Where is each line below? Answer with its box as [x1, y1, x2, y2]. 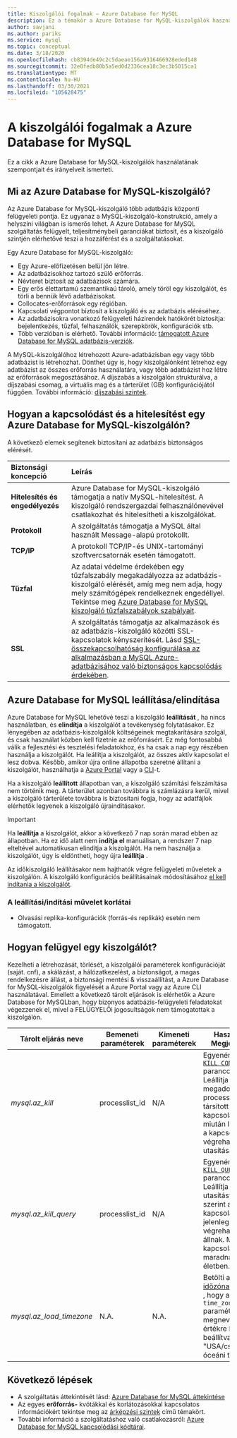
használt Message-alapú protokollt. [71, 530, 190, 540]
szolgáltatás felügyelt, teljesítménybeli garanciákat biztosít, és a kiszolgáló [7, 226, 224, 235]
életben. [202, 1261, 231, 1271]
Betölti [202, 1272, 224, 1282]
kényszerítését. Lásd [113, 634, 182, 644]
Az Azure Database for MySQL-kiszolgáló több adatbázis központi [7, 204, 200, 212]
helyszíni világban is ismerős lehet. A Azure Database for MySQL [7, 219, 196, 228]
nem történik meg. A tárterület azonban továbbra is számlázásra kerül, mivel [7, 786, 229, 794]
